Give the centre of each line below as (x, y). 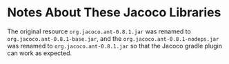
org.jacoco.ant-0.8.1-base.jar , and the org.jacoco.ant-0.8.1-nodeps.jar (113, 38)
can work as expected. (40, 53)
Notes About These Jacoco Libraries (114, 13)
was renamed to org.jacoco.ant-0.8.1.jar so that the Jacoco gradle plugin (115, 46)
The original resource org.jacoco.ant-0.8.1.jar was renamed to (99, 31)
